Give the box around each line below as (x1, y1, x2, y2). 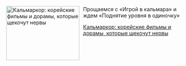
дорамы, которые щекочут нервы (83, 29, 169, 37)
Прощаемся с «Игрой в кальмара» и (83, 6, 177, 12)
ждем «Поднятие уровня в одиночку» (83, 12, 180, 19)
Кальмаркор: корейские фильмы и (83, 24, 172, 30)
